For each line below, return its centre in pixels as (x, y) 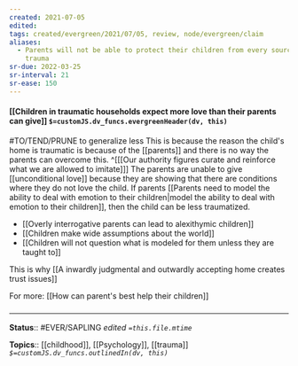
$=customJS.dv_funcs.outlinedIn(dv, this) (89, 354)
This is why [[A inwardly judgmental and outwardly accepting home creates (147, 269)
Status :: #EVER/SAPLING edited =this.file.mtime (101, 328)
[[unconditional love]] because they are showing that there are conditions (143, 178)
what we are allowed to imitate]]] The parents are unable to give (126, 168)
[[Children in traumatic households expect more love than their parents (143, 112)
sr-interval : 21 (39, 75)
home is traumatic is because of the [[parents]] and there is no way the (139, 150)
